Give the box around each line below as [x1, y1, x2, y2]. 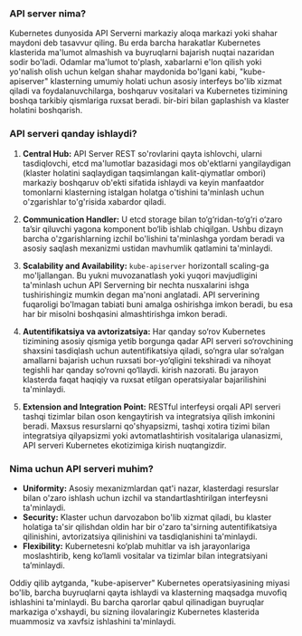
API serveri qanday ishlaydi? [9, 128, 137, 140]
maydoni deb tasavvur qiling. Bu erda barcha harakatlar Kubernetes [9, 37, 261, 48]
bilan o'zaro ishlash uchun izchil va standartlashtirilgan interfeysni [22, 492, 269, 503]
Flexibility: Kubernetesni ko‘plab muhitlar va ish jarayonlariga [22, 540, 250, 551]
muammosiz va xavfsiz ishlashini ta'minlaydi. [9, 615, 176, 627]
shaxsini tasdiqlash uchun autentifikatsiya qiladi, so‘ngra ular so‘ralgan [22, 345, 285, 356]
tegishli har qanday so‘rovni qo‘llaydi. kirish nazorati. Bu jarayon [22, 364, 260, 375]
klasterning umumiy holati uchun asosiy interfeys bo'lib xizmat [50, 76, 282, 87]
